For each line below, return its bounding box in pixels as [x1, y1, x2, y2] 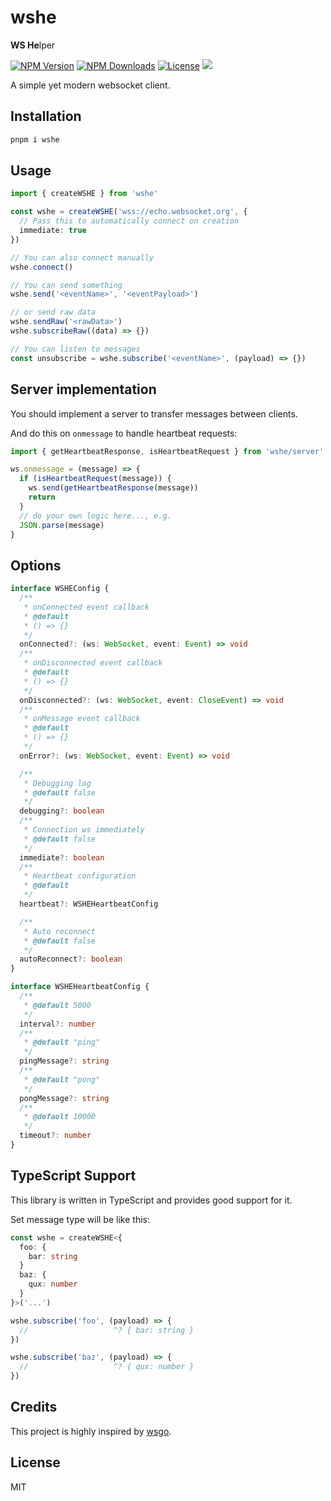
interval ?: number [19, 1019, 97, 1029]
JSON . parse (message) [19, 520, 105, 530]
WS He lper [10, 39, 56, 51]
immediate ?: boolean [19, 852, 105, 863]
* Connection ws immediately [23, 825, 145, 835]
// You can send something [10, 280, 123, 290]
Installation [10, 108, 82, 125]
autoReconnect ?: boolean [19, 954, 123, 965]
